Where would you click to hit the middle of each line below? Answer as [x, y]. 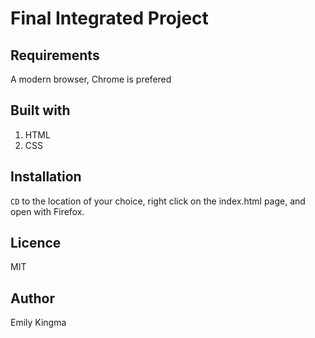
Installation [46, 177]
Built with [40, 110]
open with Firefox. [47, 211]
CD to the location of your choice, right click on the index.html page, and [158, 201]
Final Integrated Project [109, 18]
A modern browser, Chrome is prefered [91, 79]
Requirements [55, 55]
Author [32, 298]
